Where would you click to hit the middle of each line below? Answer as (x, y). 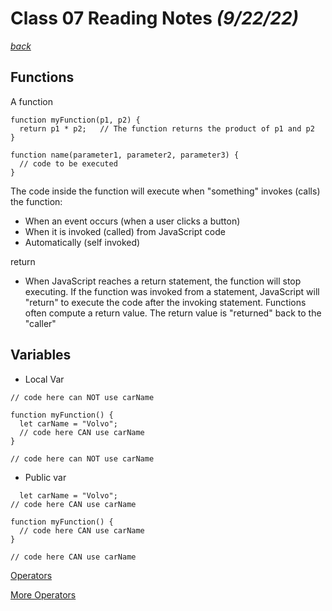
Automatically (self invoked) (82, 242)
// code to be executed (68, 163)
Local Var (44, 379)
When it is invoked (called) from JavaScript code (125, 231)
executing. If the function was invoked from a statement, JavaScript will (172, 291)
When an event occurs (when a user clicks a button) (132, 221)
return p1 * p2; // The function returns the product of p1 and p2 (167, 128)
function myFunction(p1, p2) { (75, 120)
